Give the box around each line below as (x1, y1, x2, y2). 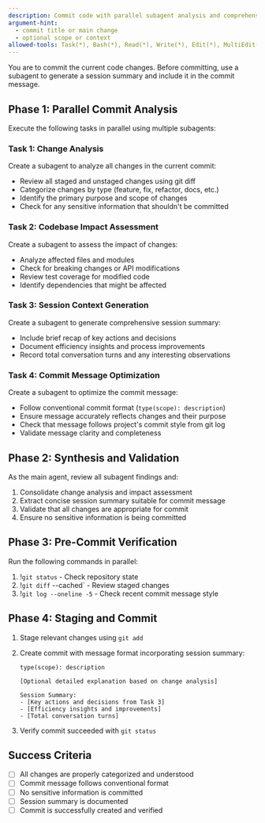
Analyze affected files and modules (19, 255, 135, 264)
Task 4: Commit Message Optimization (8, 370, 160, 381)
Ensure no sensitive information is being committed (19, 512, 187, 522)
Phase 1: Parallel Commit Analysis (8, 102, 178, 116)
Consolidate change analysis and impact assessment (19, 487, 192, 497)
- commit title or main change (15, 26, 118, 34)
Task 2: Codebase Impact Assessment (8, 222, 159, 233)
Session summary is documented (19, 796, 129, 806)
